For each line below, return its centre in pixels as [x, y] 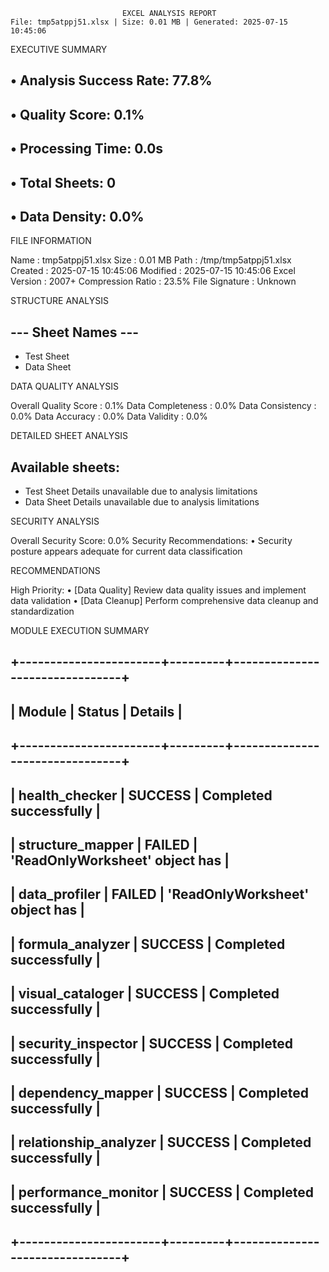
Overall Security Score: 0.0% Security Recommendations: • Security [151, 540]
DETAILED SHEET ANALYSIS [69, 436]
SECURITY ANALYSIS [55, 521]
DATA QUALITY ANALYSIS [65, 386]
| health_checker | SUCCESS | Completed [141, 795]
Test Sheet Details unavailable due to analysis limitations [141, 491]
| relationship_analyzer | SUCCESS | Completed [161, 1142]
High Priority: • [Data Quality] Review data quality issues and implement [158, 590]
